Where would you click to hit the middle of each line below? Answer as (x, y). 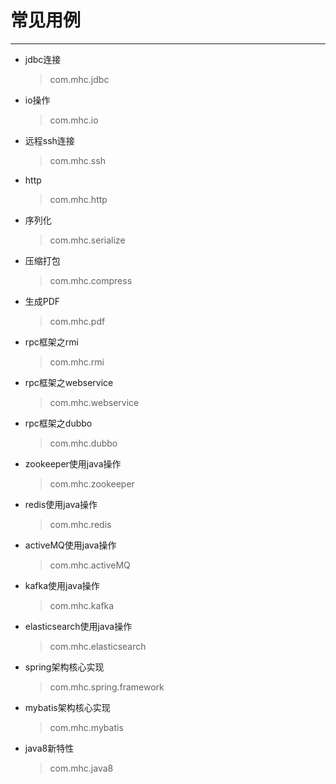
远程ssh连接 (49, 140)
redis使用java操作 (61, 504)
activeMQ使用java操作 (70, 545)
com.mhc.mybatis (86, 727)
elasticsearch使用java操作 (78, 626)
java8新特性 (49, 748)
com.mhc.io (74, 120)
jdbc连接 (43, 59)
